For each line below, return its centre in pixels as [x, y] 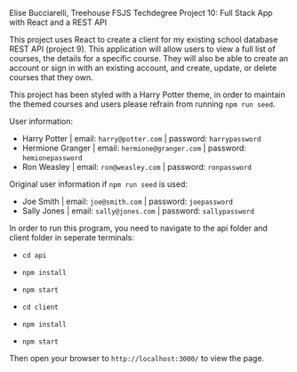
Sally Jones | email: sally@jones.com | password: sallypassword [138, 211]
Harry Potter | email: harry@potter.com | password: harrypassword [141, 138]
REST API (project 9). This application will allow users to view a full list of [142, 49]
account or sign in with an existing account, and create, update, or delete [143, 68]
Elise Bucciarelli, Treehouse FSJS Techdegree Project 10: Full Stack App [141, 13]
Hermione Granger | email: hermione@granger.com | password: [134, 148]
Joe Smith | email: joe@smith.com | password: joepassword [128, 201]
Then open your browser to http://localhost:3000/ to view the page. [137, 358]
